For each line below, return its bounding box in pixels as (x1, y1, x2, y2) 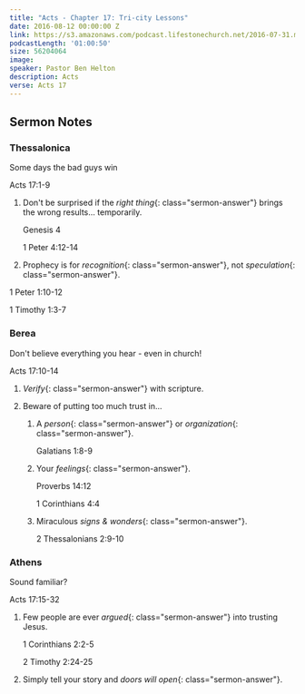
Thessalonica (9, 142, 71, 154)
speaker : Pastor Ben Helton (9, 64, 116, 73)
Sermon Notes (9, 114, 93, 130)
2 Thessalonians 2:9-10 (35, 533, 124, 544)
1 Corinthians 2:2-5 (22, 639, 94, 650)
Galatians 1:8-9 (35, 445, 93, 456)
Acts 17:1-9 (9, 180, 51, 191)
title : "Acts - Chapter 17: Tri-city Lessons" (9, 13, 189, 23)
